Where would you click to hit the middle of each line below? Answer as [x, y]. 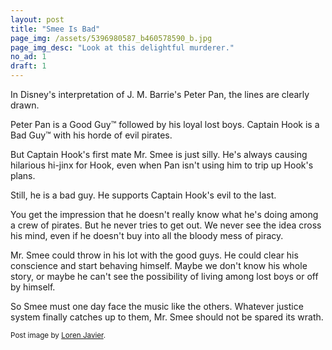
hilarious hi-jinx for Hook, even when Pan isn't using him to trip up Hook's [162, 165]
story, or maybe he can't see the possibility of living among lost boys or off [164, 276]
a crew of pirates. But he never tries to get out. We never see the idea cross [166, 225]
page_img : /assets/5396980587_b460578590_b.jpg [111, 38]
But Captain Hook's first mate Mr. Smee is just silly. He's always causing [159, 154]
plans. [23, 175]
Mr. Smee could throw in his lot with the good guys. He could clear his [154, 255]
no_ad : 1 [28, 57]
